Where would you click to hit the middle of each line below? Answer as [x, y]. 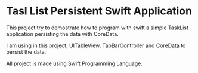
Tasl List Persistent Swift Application [99, 11]
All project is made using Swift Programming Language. [75, 63]
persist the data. [26, 51]
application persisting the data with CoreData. [63, 34]
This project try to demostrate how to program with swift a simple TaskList [98, 28]
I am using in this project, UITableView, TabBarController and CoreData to [96, 45]
